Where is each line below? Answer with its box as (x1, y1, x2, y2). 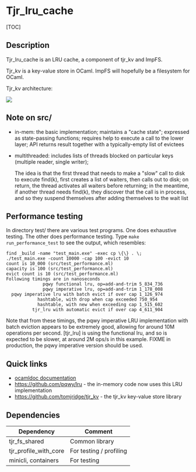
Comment (84, 428, 113, 435)
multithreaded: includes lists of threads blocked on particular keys (14, 152, 174, 159)
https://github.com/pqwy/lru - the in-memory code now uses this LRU (14, 381, 183, 388)
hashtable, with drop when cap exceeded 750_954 (37, 297, 158, 302)
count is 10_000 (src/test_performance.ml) (6, 261, 114, 267)
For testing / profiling (69, 447, 127, 454)
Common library (69, 437, 114, 445)
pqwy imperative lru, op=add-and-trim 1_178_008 (43, 287, 163, 292)
